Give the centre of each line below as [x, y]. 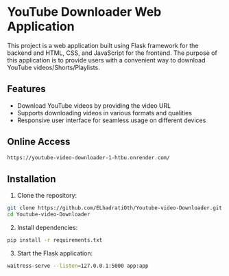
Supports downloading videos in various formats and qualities [104, 113]
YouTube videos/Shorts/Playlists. [54, 67]
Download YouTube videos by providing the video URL [94, 105]
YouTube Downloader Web [84, 12]
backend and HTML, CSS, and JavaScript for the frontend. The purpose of [112, 53]
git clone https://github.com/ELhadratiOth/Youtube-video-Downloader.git [115, 208]
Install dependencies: [47, 228]
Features [26, 89]
